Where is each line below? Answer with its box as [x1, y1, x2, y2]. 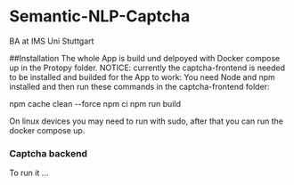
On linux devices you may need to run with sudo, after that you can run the [9, 116, 283, 126]
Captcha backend [9, 147, 87, 159]
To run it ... [9, 167, 49, 179]
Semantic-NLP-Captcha [9, 6, 191, 27]
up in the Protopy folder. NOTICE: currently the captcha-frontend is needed [9, 62, 286, 73]
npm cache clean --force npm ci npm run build [9, 98, 181, 109]
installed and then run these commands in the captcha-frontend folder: [9, 81, 270, 92]
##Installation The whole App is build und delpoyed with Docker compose [9, 52, 281, 63]
